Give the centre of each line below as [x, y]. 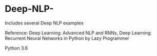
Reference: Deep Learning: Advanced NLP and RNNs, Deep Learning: [78, 33]
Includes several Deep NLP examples [44, 23]
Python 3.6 [16, 48]
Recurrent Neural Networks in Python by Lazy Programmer [67, 38]
